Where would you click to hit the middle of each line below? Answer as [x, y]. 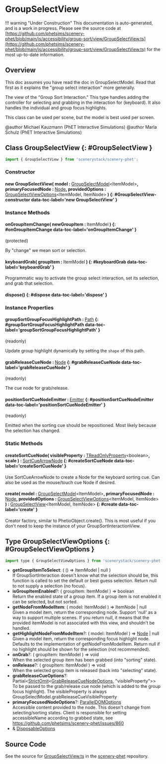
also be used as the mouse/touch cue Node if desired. [60, 482]
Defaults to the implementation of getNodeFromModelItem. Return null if [86, 644]
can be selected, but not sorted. [45, 602]
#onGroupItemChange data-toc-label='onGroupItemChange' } [71, 230]
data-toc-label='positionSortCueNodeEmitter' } [55, 405]
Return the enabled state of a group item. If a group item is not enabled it [86, 596]
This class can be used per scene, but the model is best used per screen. [80, 117]
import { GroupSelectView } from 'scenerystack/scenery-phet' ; [72, 159]
